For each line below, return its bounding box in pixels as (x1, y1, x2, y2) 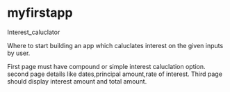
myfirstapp (7, 5, 73, 21)
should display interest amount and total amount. (7, 77, 147, 85)
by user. (7, 49, 31, 57)
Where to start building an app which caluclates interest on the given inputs (7, 41, 224, 49)
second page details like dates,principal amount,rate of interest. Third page (7, 70, 222, 78)
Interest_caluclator (7, 28, 60, 36)
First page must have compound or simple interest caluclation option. (7, 62, 206, 70)
